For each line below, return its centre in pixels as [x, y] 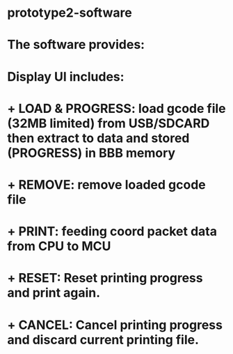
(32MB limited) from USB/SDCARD [109, 123]
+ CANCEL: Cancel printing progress [115, 325]
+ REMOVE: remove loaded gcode [107, 184]
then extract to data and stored [98, 138]
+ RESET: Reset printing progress [105, 278]
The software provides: [76, 45]
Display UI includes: [66, 76]
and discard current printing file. [103, 340]
